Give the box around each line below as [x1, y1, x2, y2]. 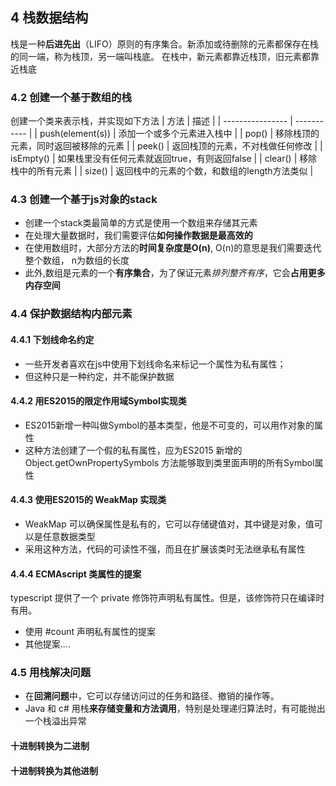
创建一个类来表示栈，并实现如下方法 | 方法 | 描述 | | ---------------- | [10, 115, 293, 127]
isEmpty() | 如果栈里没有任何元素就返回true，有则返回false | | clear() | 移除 [10, 153, 318, 165]
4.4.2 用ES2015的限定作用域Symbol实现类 [10, 395, 187, 407]
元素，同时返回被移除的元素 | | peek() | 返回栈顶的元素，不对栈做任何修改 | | [10, 140, 323, 152]
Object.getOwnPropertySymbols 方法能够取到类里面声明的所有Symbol [24, 456, 315, 468]
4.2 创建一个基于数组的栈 [10, 90, 132, 104]
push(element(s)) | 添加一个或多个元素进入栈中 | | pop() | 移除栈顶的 [39, 128, 320, 140]
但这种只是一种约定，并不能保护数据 [24, 370, 175, 382]
